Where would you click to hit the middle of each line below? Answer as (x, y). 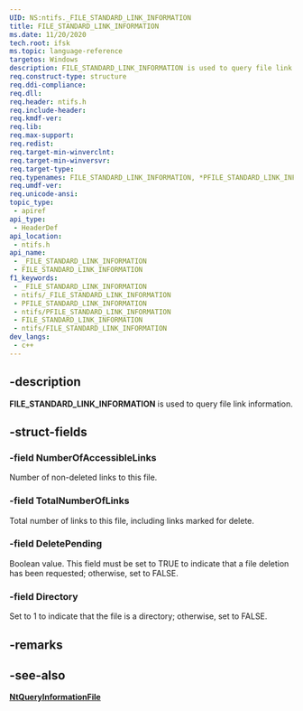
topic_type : (32, 203)
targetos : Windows (44, 60)
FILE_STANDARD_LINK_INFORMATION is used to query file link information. (151, 404)
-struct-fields (48, 431)
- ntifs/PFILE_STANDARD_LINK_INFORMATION (92, 312)
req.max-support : (42, 136)
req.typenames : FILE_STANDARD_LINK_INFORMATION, (102, 177)
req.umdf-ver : (36, 186)
